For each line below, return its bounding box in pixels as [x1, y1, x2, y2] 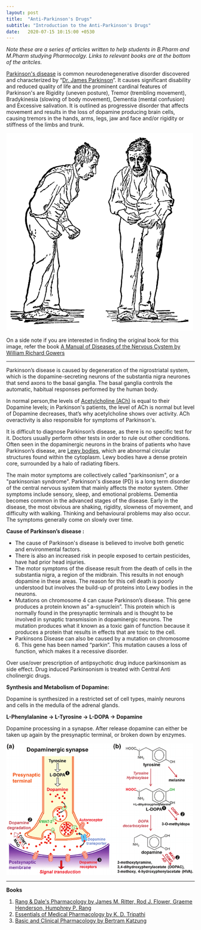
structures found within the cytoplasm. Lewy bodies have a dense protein [6, 453, 187, 461]
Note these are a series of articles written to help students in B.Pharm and [6, 46, 190, 53]
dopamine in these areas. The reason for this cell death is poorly [14, 577, 174, 585]
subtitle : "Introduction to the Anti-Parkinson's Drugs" [6, 22, 151, 28]
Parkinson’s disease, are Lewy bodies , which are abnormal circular [6, 447, 170, 454]
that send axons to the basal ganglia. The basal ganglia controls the [6, 379, 173, 386]
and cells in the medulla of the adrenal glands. [6, 702, 120, 709]
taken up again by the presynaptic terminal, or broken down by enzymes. [6, 731, 187, 738]
